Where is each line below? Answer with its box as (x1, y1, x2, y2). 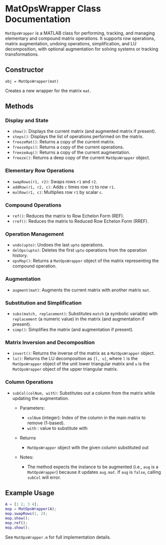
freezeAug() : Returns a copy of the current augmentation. (12, 149, 131, 155)
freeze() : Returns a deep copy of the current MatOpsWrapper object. (12, 155, 151, 161)
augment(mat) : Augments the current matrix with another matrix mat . (12, 287, 151, 293)
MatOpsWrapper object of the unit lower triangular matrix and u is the (12, 361, 150, 367)
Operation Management (5, 230, 64, 237)
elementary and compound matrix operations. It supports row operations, (5, 35, 156, 41)
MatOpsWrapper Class (5, 3, 101, 14)
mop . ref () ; (5, 520, 28, 526)
